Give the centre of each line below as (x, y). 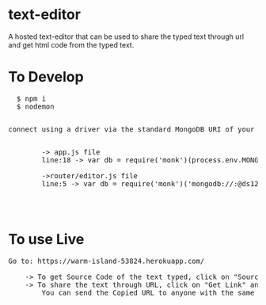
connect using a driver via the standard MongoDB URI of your (131, 129)
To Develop (46, 77)
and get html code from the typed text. (71, 44)
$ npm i (31, 98)
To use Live (46, 240)
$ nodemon (35, 106)
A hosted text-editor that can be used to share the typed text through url (126, 36)
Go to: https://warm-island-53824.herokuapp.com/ (106, 261)
